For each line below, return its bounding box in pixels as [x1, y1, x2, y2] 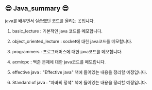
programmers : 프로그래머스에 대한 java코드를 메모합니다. [12, 48, 123, 54]
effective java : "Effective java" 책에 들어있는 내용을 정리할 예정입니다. [12, 69, 147, 75]
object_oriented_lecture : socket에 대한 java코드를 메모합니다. [12, 38, 133, 44]
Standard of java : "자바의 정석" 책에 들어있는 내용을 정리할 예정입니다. [12, 79, 147, 85]
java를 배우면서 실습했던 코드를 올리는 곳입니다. [5, 17, 95, 24]
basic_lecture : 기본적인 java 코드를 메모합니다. [12, 28, 103, 34]
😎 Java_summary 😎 [5, 4, 69, 13]
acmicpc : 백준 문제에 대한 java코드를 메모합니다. [12, 59, 106, 65]
